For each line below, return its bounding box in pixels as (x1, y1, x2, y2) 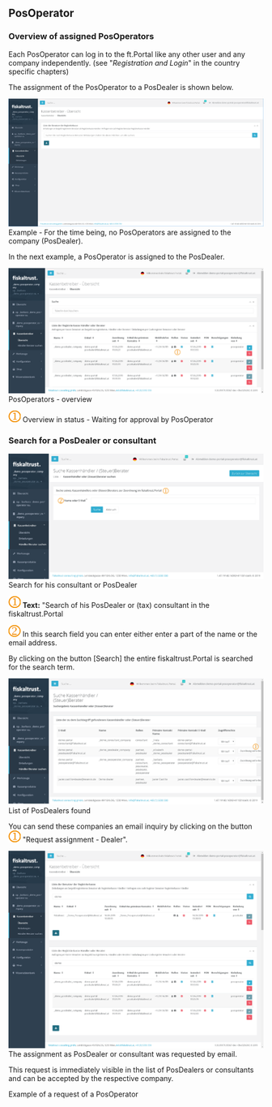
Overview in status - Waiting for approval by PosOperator (22, 414, 214, 424)
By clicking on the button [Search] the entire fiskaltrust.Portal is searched (8, 653, 253, 663)
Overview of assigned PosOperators (8, 31, 155, 42)
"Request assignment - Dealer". (22, 834, 128, 844)
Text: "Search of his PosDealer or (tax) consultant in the (22, 600, 210, 609)
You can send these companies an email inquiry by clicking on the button (8, 821, 253, 831)
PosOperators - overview (8, 394, 93, 404)
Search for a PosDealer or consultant (8, 434, 156, 446)
